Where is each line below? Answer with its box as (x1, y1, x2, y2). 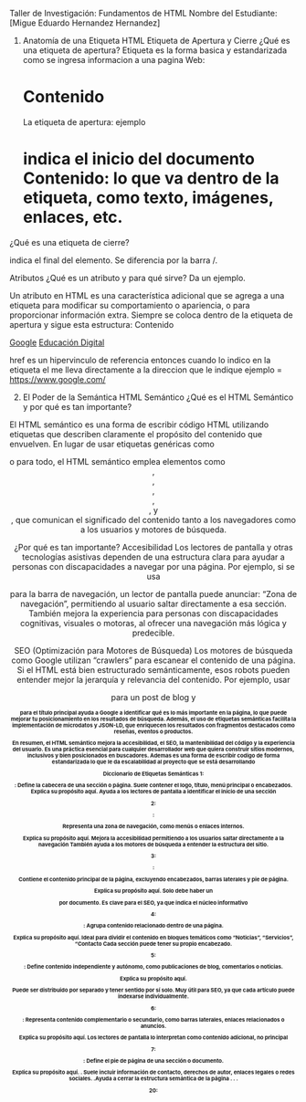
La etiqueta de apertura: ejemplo (22, 116, 146, 127)
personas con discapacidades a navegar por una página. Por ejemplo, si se (12, 561, 295, 572)
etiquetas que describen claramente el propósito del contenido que (9, 428, 263, 439)
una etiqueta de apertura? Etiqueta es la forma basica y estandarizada (22, 45, 288, 56)
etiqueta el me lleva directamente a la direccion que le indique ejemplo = (9, 364, 283, 375)
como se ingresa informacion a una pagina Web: (22, 55, 206, 65)
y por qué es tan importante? (22, 401, 132, 412)
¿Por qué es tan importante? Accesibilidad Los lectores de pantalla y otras (13, 541, 294, 552)
